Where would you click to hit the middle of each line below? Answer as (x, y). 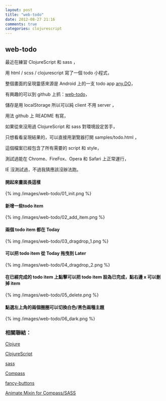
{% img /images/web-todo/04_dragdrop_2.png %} (58, 265)
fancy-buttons (20, 383)
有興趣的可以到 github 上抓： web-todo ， (47, 94)
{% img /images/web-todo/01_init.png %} (48, 194)
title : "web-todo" (24, 15)
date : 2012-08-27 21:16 (30, 19)
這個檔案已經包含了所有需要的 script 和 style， (53, 148)
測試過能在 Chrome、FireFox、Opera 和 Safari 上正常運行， (67, 159)
